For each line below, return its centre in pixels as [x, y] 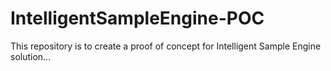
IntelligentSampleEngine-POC [137, 18]
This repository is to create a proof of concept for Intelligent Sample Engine [166, 46]
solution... [31, 56]
